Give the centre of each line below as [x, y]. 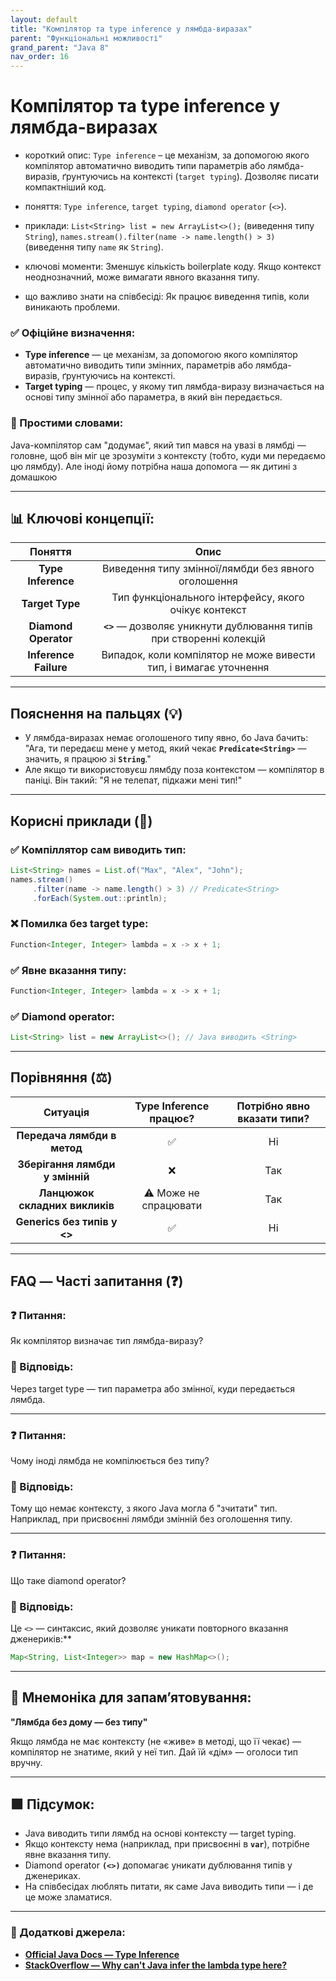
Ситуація [66, 1112]
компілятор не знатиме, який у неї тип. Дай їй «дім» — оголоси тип [154, 1752]
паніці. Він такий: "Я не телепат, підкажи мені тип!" [133, 780]
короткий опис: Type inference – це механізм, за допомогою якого [167, 155]
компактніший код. [65, 187]
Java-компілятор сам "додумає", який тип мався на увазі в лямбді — [158, 445]
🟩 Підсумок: [52, 1804]
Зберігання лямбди [66, 1164]
